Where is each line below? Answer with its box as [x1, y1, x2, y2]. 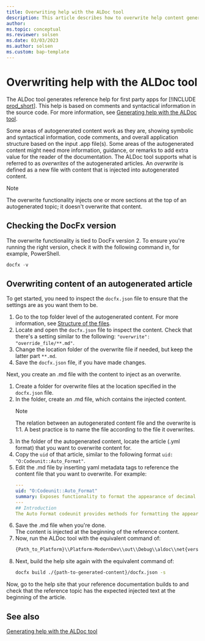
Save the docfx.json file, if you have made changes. [15, 359, 146, 366]
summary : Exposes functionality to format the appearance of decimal [15, 493, 196, 499]
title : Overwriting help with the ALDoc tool [6, 9, 124, 15]
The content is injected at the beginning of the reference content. [15, 528, 180, 536]
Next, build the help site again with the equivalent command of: [15, 558, 174, 565]
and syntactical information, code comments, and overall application [6, 133, 179, 141]
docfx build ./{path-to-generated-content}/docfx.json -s [15, 569, 166, 576]
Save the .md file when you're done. [15, 522, 107, 529]
